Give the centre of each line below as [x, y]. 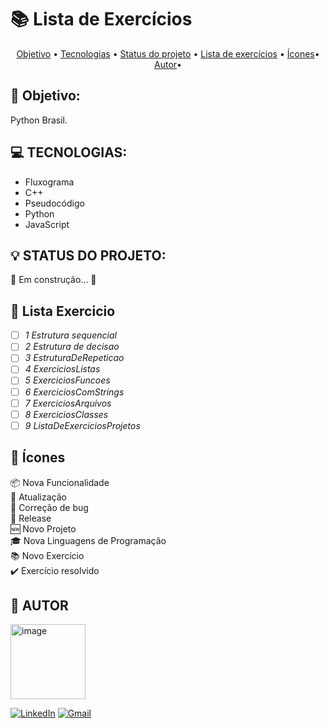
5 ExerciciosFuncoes [67, 380]
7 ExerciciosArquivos [68, 403]
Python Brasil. [39, 120]
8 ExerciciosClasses [66, 414]
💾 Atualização [38, 497]
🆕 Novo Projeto [43, 528]
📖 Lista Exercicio [63, 311]
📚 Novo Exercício [47, 555]
